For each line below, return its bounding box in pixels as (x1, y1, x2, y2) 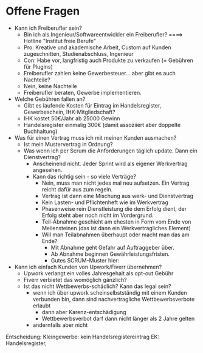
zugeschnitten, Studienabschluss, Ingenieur (23, 50, 134, 57)
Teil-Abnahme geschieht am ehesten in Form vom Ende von (41, 218, 191, 225)
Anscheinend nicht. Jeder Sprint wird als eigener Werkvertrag (32, 160, 188, 167)
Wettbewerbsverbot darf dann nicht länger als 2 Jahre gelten (41, 315, 195, 322)
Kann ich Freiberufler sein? (14, 24, 83, 32)
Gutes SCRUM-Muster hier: (50, 256, 120, 264)
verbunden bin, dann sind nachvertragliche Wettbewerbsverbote (32, 295, 195, 303)
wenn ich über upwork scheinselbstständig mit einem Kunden (32, 289, 187, 296)
